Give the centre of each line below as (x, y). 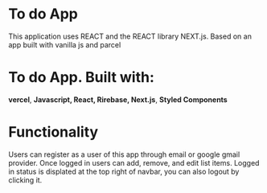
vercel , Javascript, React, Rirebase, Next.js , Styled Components (118, 99)
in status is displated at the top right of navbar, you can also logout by (124, 171)
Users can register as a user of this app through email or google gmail (124, 154)
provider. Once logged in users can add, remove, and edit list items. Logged (134, 162)
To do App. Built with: (82, 78)
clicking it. (25, 180)
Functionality (53, 132)
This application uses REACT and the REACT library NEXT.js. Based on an (130, 36)
